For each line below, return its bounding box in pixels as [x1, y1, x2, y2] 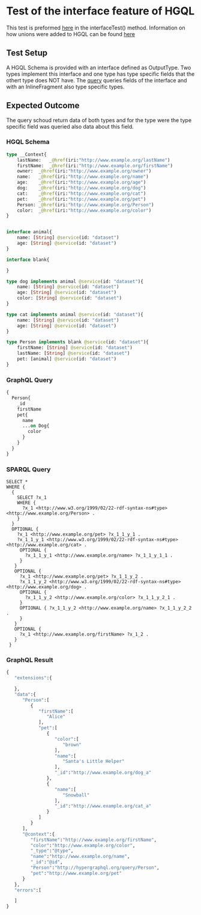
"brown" [62, 741, 82, 748]
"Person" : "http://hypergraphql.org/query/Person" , [30, 865, 160, 871]
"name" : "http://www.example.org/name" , [30, 854, 130, 860]
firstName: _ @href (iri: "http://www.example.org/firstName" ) [17, 162, 173, 169]
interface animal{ [6, 229, 52, 235]
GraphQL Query [6, 376, 53, 384]
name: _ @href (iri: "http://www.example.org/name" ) [17, 174, 149, 180]
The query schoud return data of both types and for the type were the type [6, 116, 192, 124]
